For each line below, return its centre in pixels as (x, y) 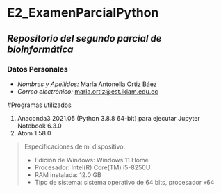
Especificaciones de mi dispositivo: (75, 146)
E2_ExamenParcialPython (83, 13)
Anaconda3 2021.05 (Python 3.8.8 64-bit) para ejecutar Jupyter (108, 118)
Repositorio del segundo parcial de (84, 39)
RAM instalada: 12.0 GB (68, 174)
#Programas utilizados (39, 105)
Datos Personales (38, 69)
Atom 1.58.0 (34, 133)
